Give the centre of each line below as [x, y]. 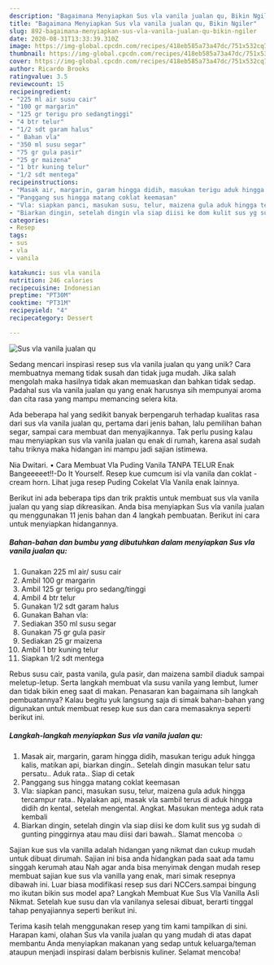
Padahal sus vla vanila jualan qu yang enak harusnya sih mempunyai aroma [135, 390]
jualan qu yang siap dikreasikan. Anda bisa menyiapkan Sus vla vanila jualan [137, 506]
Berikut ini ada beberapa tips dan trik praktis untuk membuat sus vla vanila [134, 498]
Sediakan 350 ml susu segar [69, 623]
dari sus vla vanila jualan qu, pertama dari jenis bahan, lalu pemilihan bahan [136, 423]
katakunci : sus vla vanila [55, 273]
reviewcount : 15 [37, 84]
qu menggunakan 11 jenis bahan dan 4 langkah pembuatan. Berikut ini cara [135, 515]
